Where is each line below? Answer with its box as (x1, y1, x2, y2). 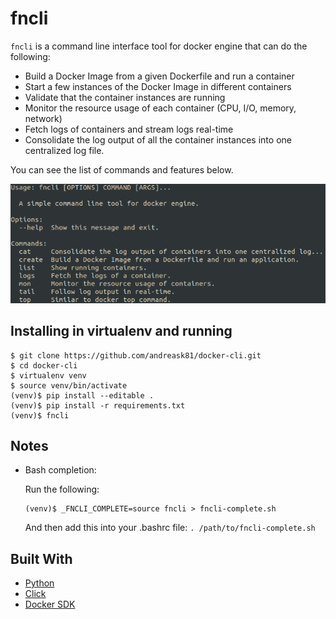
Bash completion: (24, 464, 97, 476)
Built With (10, 550, 73, 567)
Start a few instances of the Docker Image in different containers (24, 80, 292, 92)
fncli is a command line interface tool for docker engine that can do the (10, 40, 308, 52)
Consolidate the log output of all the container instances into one (24, 133, 292, 146)
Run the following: (24, 483, 100, 496)
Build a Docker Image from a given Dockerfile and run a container (24, 70, 295, 82)
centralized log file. (24, 144, 105, 156)
